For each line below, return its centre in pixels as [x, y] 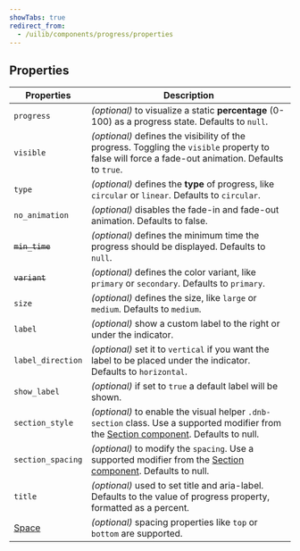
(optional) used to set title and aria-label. [177, 486]
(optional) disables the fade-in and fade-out [185, 210]
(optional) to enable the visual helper [168, 412]
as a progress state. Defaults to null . [192, 121]
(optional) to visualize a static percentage [179, 111]
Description [189, 96]
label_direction [48, 361]
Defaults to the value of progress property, [180, 497]
